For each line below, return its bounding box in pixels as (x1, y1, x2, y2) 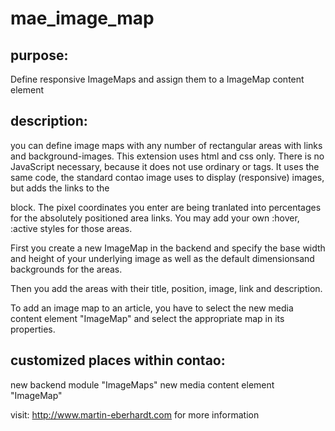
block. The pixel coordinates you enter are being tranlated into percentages (10, 201, 322, 213)
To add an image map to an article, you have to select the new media (10, 302, 294, 314)
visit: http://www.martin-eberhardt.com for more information (10, 408, 260, 421)
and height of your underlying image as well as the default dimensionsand (10, 252, 315, 264)
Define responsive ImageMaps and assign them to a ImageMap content (10, 73, 305, 85)
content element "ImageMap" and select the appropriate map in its (10, 312, 285, 324)
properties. (10, 323, 56, 335)
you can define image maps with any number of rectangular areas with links (10, 139, 323, 151)
